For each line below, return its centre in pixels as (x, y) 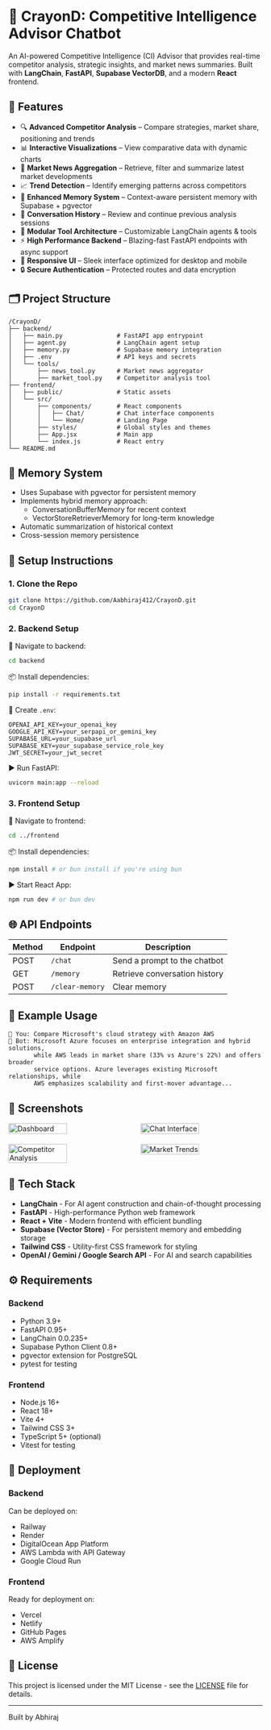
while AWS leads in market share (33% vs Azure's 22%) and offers (148, 1055)
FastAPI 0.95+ (44, 1329)
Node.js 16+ (40, 1402)
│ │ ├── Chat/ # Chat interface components (112, 413)
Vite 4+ (32, 1419)
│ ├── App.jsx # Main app (81, 435)
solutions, (27, 1048)
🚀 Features (36, 107)
